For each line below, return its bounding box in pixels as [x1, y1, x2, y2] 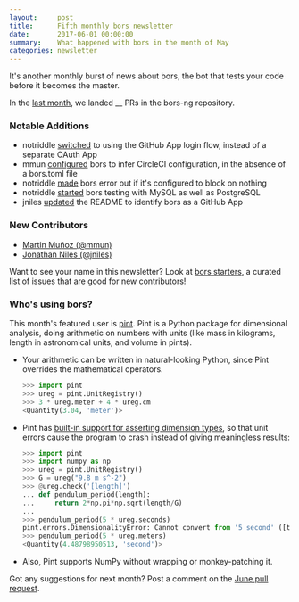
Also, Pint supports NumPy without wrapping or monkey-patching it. [21, 557, 273, 567]
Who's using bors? [9, 298, 93, 310]
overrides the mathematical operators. [21, 364, 163, 375]
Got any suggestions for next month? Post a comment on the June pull [9, 573, 269, 584]
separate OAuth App [21, 149, 98, 161]
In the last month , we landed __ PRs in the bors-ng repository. [9, 97, 235, 108]
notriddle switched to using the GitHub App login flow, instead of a [21, 140, 267, 151]
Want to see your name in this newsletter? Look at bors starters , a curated [9, 266, 281, 276]
